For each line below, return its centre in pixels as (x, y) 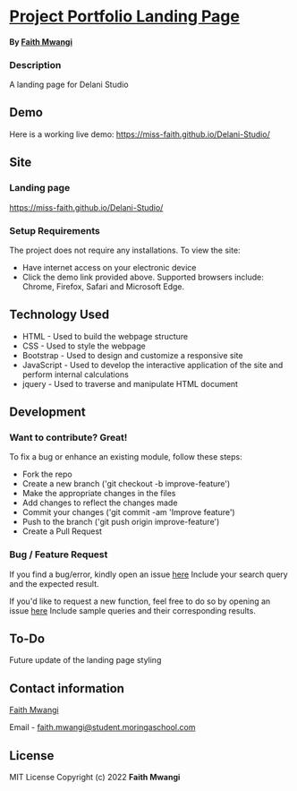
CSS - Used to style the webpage (84, 346)
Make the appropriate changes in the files (99, 494)
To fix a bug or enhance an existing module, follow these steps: (126, 457)
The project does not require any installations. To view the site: (125, 250)
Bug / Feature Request (59, 555)
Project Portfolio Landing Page (124, 17)
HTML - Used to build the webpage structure (105, 336)
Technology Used (59, 315)
